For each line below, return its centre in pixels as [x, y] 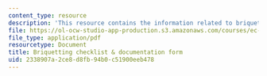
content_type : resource [48, 15]
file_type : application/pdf [55, 38]
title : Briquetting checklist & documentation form [95, 52]
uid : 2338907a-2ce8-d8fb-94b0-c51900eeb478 [81, 60]
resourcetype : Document [48, 45]
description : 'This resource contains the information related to [120, 23]
